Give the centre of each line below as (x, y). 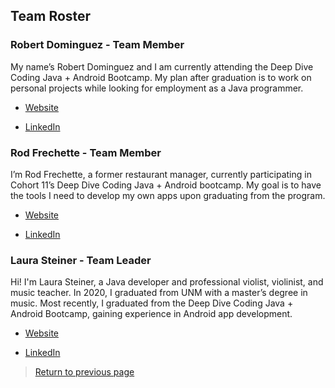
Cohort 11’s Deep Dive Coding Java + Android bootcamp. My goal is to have (166, 185)
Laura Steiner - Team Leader (81, 260)
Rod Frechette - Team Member (86, 152)
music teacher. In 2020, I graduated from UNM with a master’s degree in (159, 293)
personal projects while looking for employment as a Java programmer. (157, 88)
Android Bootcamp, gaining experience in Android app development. (151, 314)
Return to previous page (84, 372)
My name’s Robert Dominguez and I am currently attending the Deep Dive (162, 66)
